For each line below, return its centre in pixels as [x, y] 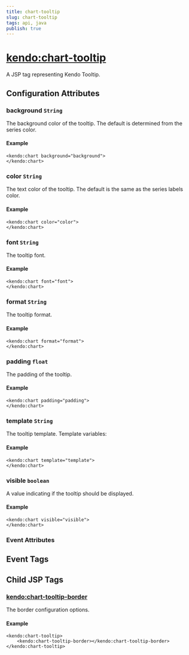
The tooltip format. [29, 315]
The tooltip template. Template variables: [57, 434]
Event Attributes [31, 540]
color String [24, 176]
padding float [27, 361]
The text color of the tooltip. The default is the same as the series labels [95, 189]
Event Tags [28, 559]
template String [30, 421]
